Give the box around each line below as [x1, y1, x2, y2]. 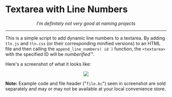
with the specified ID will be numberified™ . [5, 51, 95, 57]
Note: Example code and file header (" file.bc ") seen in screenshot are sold [5, 80, 166, 86]
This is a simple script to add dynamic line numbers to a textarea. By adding [5, 35, 165, 41]
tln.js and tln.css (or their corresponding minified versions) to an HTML [5, 40, 161, 46]
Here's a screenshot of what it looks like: [5, 61, 91, 67]
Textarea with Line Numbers [5, 4, 128, 15]
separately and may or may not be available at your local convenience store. [5, 85, 166, 92]
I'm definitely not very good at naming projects [36, 20, 136, 26]
